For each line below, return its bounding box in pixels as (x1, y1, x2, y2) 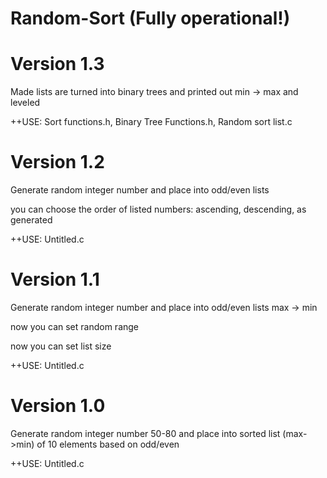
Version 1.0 (10, 395, 106, 417)
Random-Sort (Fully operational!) (10, 7, 291, 30)
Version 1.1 (10, 268, 100, 291)
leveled (10, 97, 41, 109)
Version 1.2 (10, 151, 105, 174)
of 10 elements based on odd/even (36, 438, 180, 450)
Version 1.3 (10, 53, 105, 76)
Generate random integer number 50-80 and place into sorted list (10, 427, 281, 439)
